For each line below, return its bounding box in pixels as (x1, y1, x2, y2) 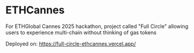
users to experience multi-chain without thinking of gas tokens (5, 29, 156, 36)
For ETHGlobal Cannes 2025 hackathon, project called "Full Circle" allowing (5, 23, 189, 30)
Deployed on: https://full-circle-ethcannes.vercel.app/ (5, 40, 136, 47)
